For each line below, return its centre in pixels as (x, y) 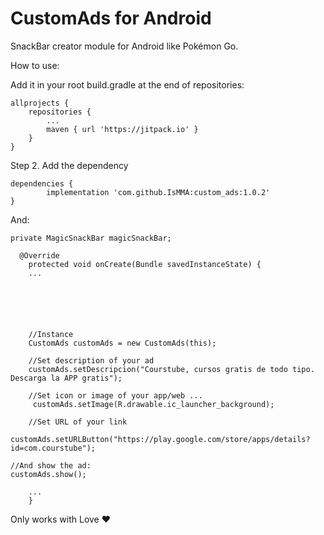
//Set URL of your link (78, 422)
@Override (39, 255)
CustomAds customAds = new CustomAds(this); (122, 343)
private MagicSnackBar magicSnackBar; (91, 238)
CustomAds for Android (111, 18)
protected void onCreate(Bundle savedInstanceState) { (145, 264)
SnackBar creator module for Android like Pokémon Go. (124, 46)
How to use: (35, 65)
